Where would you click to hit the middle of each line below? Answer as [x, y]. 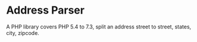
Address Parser [46, 10]
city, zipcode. [23, 33]
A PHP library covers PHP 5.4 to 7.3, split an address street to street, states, [99, 27]
